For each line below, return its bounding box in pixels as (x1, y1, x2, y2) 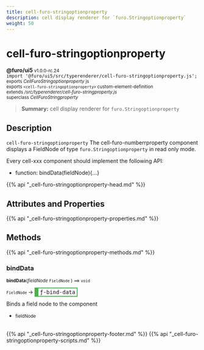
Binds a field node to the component (6, 300, 98, 308)
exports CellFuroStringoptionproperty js (6, 79, 90, 85)
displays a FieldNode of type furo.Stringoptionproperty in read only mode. (6, 146, 196, 153)
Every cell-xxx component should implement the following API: (6, 157, 164, 165)
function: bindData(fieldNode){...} (15, 169, 99, 177)
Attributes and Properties (6, 199, 105, 209)
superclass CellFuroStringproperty (6, 95, 79, 101)
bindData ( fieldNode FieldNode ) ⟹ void (6, 278, 90, 284)
